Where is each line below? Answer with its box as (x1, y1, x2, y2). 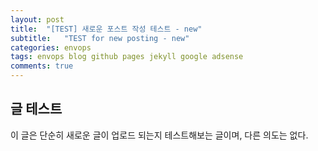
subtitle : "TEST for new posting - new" (10, 33, 190, 43)
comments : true (10, 61, 74, 71)
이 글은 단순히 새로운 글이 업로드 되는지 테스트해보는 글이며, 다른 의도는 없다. (10, 129, 309, 141)
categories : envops (10, 42, 92, 53)
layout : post (10, 14, 65, 25)
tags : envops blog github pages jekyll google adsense (10, 52, 244, 62)
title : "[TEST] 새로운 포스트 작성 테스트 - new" (10, 24, 203, 34)
